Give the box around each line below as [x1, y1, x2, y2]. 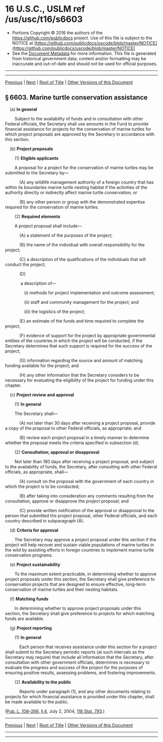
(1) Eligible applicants [14, 155, 59, 161]
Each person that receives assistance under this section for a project [19, 644, 157, 650]
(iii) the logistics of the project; [24, 309, 85, 314]
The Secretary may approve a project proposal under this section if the [14, 536, 156, 542]
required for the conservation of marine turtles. [5, 204, 99, 210]
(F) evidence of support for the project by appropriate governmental [19, 332, 156, 338]
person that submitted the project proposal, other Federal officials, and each [5, 513, 158, 518]
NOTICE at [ [12, 40, 36, 46]
